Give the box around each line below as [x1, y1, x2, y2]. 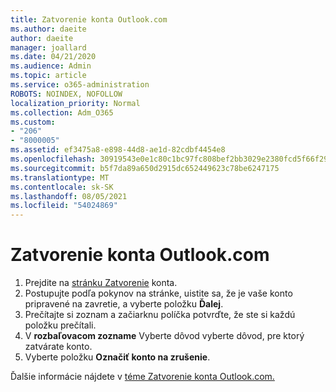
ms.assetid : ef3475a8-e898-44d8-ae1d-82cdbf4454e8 [10, 145, 226, 155]
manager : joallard [10, 42, 87, 53]
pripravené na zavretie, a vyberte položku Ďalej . [24, 298, 224, 310]
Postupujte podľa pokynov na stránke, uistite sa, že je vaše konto [24, 287, 293, 300]
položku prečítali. [24, 319, 97, 331]
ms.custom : [10, 117, 56, 127]
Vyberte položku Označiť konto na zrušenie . [24, 351, 211, 363]
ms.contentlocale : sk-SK [10, 182, 114, 192]
